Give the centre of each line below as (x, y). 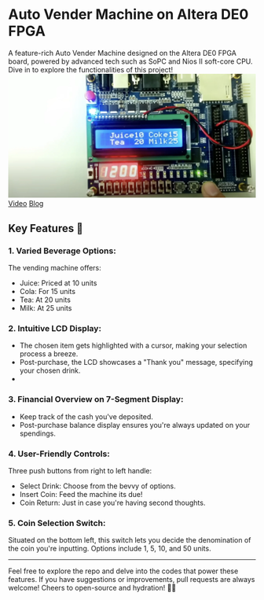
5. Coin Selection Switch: (57, 523)
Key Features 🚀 (46, 228)
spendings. (38, 433)
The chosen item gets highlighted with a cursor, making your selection (133, 346)
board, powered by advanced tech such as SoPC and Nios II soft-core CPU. (130, 61)
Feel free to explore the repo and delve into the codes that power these (123, 571)
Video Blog (26, 204)
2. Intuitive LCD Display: (55, 329)
